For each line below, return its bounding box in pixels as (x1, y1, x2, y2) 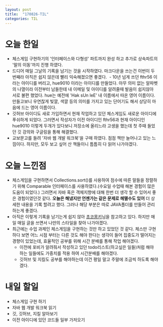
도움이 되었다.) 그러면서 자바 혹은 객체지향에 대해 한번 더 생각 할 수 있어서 (12, 189, 151, 195)
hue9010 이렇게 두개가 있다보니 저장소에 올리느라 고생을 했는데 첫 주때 (12, 123, 146, 129)
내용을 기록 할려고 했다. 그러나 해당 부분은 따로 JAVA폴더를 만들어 (21, 202, 146, 207)
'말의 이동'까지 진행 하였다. (12, 62, 63, 68)
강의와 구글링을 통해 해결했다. (22, 129, 79, 135)
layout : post (5, 7, 32, 12)
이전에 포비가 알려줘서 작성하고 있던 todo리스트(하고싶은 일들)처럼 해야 (19, 245, 154, 250)
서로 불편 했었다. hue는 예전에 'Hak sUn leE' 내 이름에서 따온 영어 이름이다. (12, 92, 156, 98)
